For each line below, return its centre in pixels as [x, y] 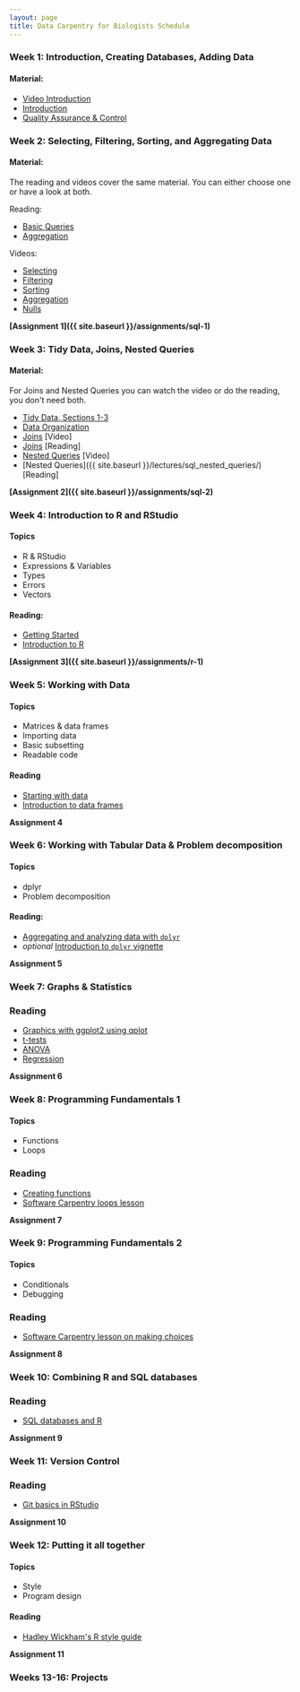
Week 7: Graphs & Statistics [71, 987]
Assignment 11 [37, 1653]
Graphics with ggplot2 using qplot [85, 1031]
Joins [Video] [47, 436]
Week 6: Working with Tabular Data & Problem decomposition [146, 845]
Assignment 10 [38, 1522]
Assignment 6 [36, 1076]
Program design [52, 1596]
